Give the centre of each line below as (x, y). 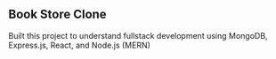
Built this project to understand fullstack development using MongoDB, (138, 35)
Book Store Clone (58, 15)
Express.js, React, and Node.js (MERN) (79, 45)
